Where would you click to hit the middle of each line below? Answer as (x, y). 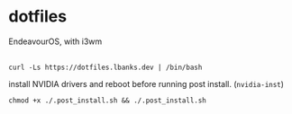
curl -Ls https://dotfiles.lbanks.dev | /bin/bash (105, 67)
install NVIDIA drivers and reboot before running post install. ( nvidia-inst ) (146, 83)
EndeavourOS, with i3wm (55, 41)
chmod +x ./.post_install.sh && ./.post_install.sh (107, 101)
